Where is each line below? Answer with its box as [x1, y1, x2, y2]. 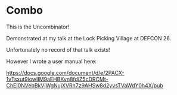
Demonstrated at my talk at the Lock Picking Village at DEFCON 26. [6, 34, 172, 42]
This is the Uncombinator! [6, 23, 70, 30]
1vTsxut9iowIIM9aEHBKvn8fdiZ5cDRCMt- [6, 75, 108, 83]
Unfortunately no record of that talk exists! [6, 46, 110, 53]
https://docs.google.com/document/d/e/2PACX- [6, 69, 125, 76]
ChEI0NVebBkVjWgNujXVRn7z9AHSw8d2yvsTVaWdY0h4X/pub [6, 81, 164, 89]
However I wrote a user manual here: [6, 58, 97, 65]
